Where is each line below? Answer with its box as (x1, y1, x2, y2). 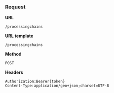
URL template (5, 33, 34, 39)
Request (5, 3, 26, 10)
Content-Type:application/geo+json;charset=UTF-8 (5, 83, 110, 89)
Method (5, 51, 22, 57)
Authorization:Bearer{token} (5, 79, 65, 84)
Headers (5, 69, 23, 75)
